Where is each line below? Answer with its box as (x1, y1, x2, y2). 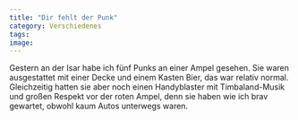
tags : (9, 30, 30, 39)
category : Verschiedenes (9, 21, 102, 30)
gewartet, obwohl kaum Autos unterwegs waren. (9, 100, 189, 112)
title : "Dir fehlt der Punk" (9, 13, 118, 22)
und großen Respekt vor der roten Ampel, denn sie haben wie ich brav (9, 91, 268, 102)
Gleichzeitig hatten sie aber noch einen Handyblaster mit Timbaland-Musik (9, 81, 285, 92)
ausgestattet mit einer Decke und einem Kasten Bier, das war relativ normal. (9, 73, 289, 83)
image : (9, 38, 34, 47)
